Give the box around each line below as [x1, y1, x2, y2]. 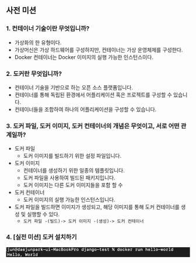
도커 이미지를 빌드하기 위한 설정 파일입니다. [23, 153, 122, 160]
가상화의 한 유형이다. [14, 39, 62, 46]
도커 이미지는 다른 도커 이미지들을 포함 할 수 [23, 182, 123, 189]
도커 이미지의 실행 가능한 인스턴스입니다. [23, 196, 116, 203]
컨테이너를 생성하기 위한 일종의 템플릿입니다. [23, 167, 125, 174]
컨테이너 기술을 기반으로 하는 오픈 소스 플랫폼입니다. [14, 84, 133, 91]
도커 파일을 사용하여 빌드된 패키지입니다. [23, 174, 116, 181]
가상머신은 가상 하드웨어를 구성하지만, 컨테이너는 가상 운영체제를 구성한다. [14, 46, 183, 53]
